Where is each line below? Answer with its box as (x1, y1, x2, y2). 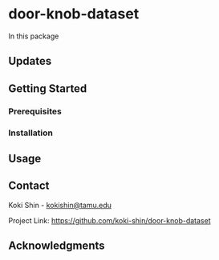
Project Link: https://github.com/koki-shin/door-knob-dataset (8, 215, 211, 225)
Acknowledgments (8, 239, 106, 253)
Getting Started (8, 82, 87, 95)
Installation (8, 127, 54, 138)
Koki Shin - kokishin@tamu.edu (8, 200, 112, 210)
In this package (8, 31, 59, 41)
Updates (8, 54, 52, 68)
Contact (8, 179, 50, 193)
